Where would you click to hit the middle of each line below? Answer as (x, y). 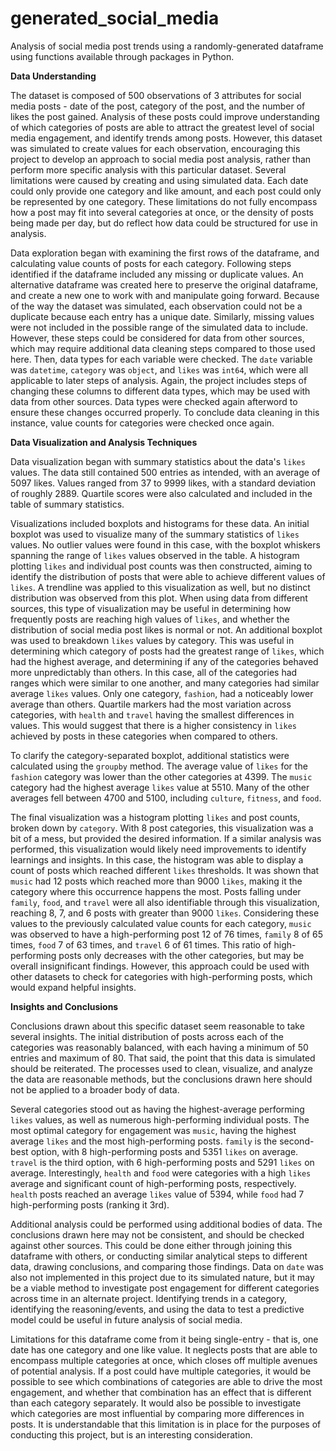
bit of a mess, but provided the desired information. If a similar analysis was (166, 838)
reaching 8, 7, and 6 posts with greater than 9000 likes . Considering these (165, 913)
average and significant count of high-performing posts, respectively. (153, 1183)
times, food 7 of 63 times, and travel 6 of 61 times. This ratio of (141, 944)
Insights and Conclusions (64, 1006)
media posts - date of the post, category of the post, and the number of (158, 106)
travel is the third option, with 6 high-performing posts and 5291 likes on (162, 1162)
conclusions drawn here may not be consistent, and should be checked (157, 1234)
